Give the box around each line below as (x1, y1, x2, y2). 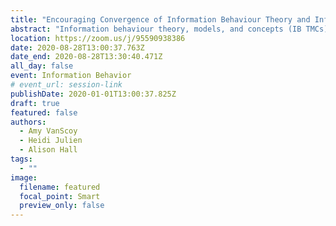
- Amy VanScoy (19, 126, 78, 136)
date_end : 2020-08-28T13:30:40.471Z (10, 52, 163, 62)
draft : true (10, 98, 60, 108)
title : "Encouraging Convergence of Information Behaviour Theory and (10, 14, 311, 25)
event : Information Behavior (10, 71, 132, 81)
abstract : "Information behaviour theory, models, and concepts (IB (10, 24, 302, 34)
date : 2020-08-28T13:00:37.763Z (10, 42, 145, 53)
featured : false (10, 107, 78, 118)
